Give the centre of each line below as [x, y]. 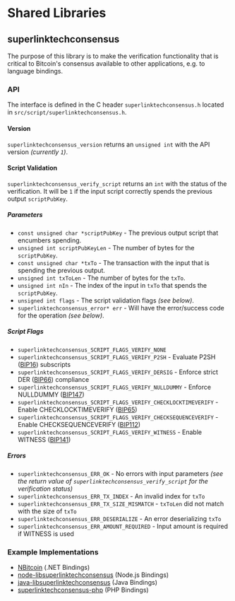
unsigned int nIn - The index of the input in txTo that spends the [112, 285]
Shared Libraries [57, 13]
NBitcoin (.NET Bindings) [54, 567]
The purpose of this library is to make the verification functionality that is [113, 56]
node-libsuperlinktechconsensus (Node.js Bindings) [93, 575]
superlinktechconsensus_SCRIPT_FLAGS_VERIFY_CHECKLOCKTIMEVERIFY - [118, 402]
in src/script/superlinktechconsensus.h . [67, 112]
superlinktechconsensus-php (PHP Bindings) [83, 590]
